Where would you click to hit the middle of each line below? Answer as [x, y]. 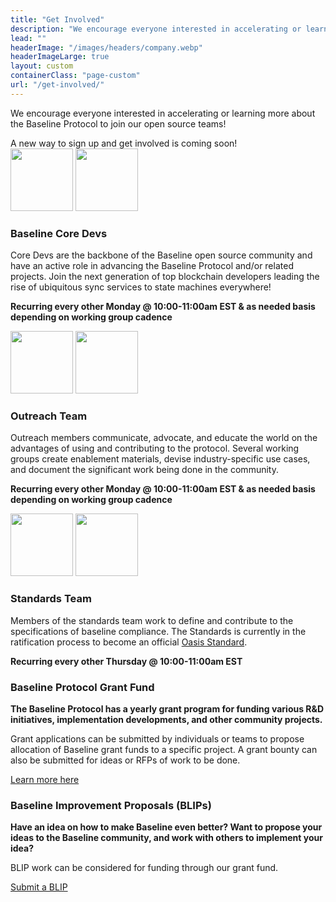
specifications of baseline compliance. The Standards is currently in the [158, 631]
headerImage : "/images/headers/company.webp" [106, 47]
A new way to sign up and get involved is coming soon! [124, 143]
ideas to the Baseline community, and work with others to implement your [166, 838]
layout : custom [42, 66]
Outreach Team [49, 416]
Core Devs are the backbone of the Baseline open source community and [161, 255]
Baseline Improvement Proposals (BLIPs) [111, 805]
